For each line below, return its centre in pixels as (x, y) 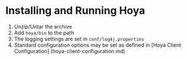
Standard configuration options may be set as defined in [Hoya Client (98, 45)
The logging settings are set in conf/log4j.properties (79, 39)
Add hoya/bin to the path (44, 32)
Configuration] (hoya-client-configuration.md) (69, 51)
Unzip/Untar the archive (43, 27)
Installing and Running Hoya (75, 11)
